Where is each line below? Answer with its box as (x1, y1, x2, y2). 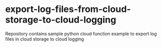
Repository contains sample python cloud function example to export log (5, 30, 157, 36)
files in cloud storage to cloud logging (5, 36, 85, 42)
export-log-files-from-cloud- (5, 3, 131, 15)
